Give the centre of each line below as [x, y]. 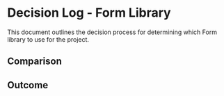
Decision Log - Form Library [89, 13]
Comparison [35, 62]
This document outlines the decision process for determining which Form [112, 32]
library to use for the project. [48, 39]
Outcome [28, 85]
